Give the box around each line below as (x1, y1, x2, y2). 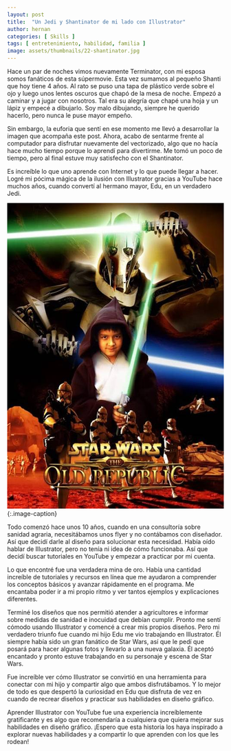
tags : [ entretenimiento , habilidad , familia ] (7, 40, 146, 48)
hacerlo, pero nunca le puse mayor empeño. (7, 111, 133, 119)
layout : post (7, 11, 45, 18)
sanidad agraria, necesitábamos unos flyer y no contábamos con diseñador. (7, 530, 223, 538)
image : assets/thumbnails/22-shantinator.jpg (7, 48, 140, 54)
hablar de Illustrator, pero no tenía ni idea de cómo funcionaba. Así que (7, 545, 208, 553)
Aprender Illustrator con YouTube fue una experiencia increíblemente (7, 708, 203, 717)
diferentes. (7, 595, 38, 603)
